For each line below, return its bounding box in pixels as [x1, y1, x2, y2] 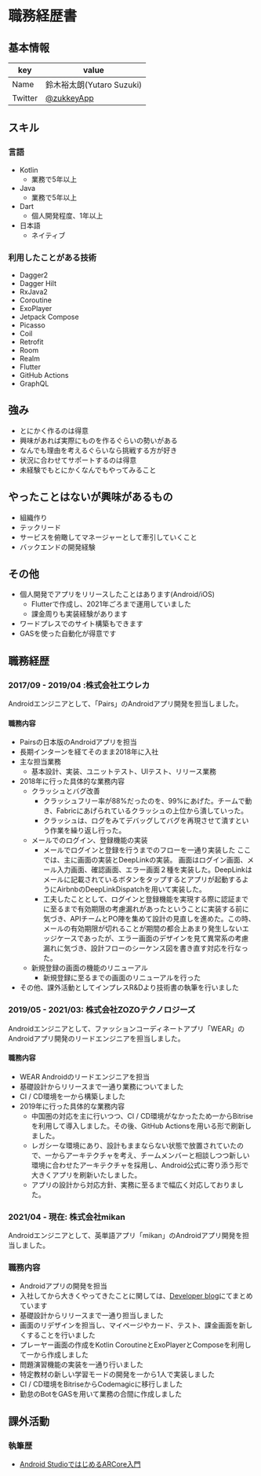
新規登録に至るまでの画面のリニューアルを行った [42, 973, 201, 983]
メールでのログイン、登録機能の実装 [31, 836, 148, 845]
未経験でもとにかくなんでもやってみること [19, 465, 157, 474]
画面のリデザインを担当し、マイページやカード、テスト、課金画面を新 [19, 1320, 246, 1330]
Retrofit [19, 337, 44, 346]
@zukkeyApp [45, 93, 94, 103]
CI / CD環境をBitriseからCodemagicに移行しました [19, 1379, 183, 1389]
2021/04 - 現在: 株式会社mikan [8, 1211, 125, 1222]
